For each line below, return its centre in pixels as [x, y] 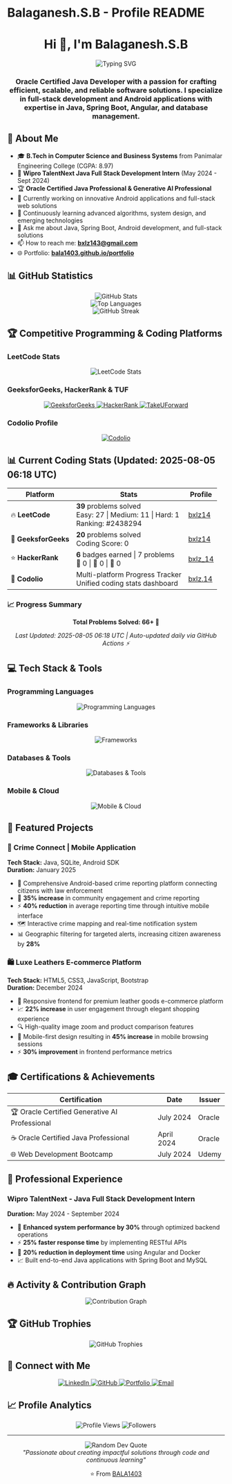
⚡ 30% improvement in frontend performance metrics [95, 1051]
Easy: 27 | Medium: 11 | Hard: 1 [127, 514]
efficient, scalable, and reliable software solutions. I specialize [116, 90]
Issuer [210, 1100]
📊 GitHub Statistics [50, 276]
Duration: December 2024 [45, 987]
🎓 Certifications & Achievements [81, 1077]
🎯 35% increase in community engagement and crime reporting [108, 898]
